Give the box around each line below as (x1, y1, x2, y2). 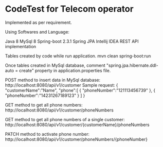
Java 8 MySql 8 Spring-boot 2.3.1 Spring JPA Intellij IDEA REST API (5, 38, 139, 44)
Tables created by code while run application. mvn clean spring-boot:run (5, 53, 151, 59)
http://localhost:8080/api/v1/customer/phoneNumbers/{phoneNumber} (5, 136, 148, 142)
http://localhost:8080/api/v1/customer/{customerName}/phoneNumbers (5, 122, 150, 128)
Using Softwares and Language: (5, 29, 70, 35)
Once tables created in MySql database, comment (5, 62, 106, 68)
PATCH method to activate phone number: (5, 131, 90, 137)
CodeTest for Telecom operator (5, 3, 134, 15)
